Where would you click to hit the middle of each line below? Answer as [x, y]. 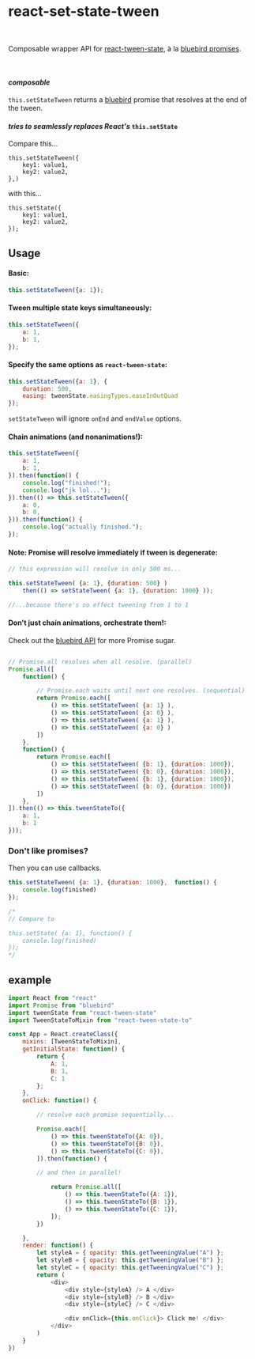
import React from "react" [52, 998]
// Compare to [32, 919]
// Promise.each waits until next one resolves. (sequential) [141, 691]
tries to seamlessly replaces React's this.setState [93, 126]
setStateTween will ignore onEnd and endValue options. [95, 418]
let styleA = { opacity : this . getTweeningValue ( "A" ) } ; [130, 1253]
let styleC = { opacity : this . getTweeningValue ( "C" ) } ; [130, 1268]
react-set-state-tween [84, 11]
